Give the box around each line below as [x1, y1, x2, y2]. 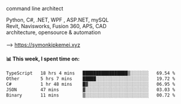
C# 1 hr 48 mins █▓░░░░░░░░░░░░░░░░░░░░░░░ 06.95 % [6, 81, 176, 87]
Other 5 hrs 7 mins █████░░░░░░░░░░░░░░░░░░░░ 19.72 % [6, 76, 176, 82]
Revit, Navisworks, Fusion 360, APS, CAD [6, 23, 107, 29]
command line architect [6, 5, 64, 12]
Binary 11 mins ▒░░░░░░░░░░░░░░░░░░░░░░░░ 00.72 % [6, 92, 176, 98]
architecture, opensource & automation [6, 29, 101, 36]
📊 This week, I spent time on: [6, 55, 80, 62]
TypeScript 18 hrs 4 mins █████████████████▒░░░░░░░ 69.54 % [6, 71, 176, 76]
